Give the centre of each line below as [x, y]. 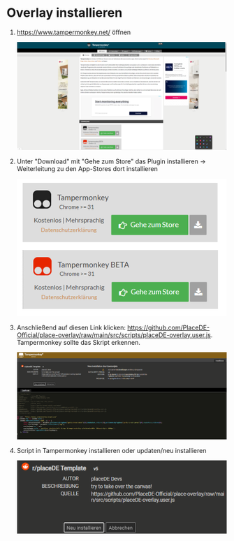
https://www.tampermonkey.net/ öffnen [74, 32]
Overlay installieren [65, 13]
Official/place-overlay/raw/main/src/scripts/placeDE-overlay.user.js [114, 335]
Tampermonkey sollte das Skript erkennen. [78, 342]
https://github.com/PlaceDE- [169, 327]
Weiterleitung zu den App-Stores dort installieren [87, 168]
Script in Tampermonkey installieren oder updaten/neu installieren [111, 451]
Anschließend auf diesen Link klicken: [71, 327]
